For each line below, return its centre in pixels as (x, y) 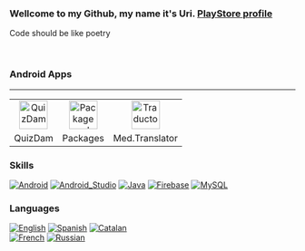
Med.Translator (146, 138)
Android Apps (41, 74)
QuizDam (34, 138)
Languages (35, 208)
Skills (22, 165)
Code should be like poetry (60, 34)
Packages (83, 138)
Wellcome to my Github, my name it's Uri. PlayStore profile (141, 14)
